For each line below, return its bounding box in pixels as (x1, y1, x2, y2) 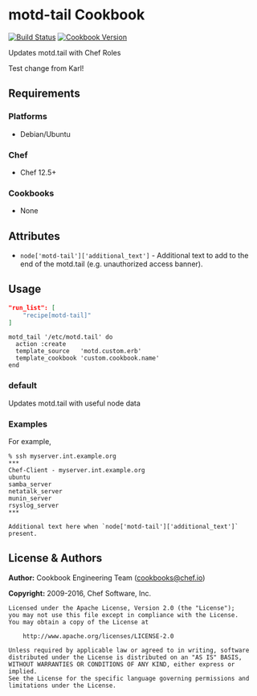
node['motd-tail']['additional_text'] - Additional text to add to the (19, 251, 249, 261)
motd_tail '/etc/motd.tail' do (8, 333, 113, 341)
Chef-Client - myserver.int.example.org (8, 467, 146, 475)
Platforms (8, 111, 48, 122)
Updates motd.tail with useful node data (8, 398, 141, 408)
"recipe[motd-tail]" (22, 311, 92, 319)
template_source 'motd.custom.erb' (15, 348, 142, 356)
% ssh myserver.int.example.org (8, 452, 116, 460)
